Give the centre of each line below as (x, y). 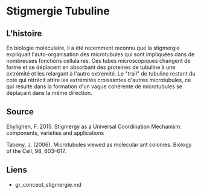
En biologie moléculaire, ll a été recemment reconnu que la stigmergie (93, 48)
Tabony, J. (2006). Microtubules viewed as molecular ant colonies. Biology (99, 144)
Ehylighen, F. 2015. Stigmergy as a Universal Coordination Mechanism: (94, 126)
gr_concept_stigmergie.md (48, 184)
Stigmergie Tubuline (58, 11)
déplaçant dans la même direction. (49, 93)
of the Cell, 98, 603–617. (36, 151)
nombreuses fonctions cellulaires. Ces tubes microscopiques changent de (99, 61)
